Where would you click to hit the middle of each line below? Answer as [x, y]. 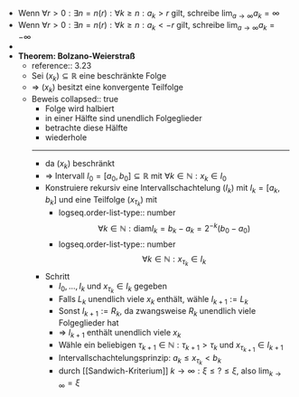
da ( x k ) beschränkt [80, 165]
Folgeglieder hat [89, 323]
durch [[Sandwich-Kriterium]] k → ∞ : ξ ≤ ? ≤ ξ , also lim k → [170, 372]
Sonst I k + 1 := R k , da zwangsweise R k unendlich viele [157, 312]
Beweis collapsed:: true [75, 99]
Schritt [57, 277]
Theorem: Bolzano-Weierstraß [76, 56]
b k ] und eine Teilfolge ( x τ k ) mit [101, 201]
